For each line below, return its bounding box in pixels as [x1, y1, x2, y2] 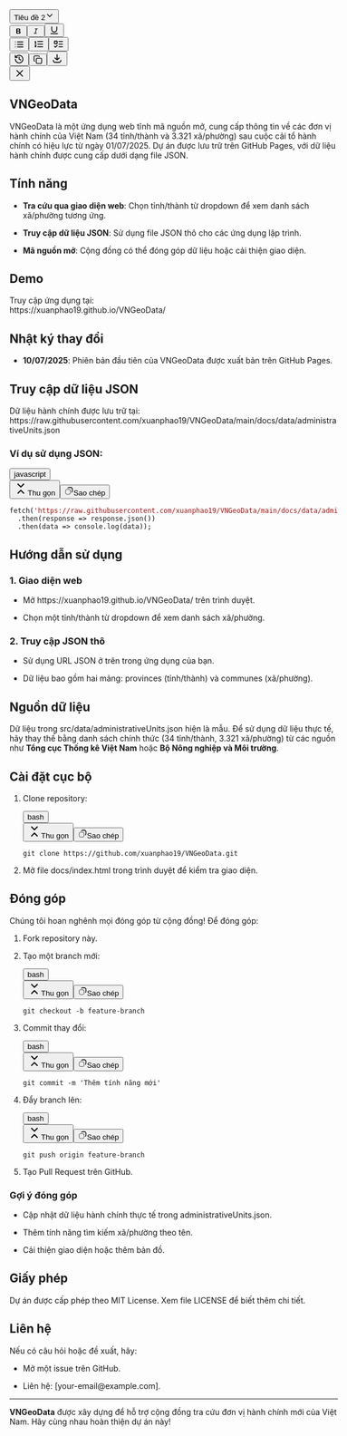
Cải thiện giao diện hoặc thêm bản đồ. [22, 1245, 165, 1256]
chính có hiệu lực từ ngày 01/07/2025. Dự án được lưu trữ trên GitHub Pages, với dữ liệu [9, 140, 336, 150]
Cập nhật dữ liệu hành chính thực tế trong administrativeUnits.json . [22, 1209, 273, 1220]
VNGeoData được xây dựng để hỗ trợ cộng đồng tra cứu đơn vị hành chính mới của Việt [9, 1406, 337, 1417]
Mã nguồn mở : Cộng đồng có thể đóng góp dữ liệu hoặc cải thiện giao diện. [22, 245, 306, 256]
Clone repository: [22, 792, 88, 803]
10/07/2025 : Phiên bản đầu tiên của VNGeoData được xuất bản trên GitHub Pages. [22, 355, 333, 366]
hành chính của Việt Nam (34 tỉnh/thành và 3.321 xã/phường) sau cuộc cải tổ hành [9, 131, 317, 141]
